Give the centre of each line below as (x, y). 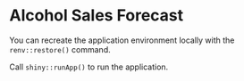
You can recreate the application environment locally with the (122, 40)
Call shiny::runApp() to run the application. (89, 67)
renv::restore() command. (60, 49)
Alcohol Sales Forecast (97, 16)
